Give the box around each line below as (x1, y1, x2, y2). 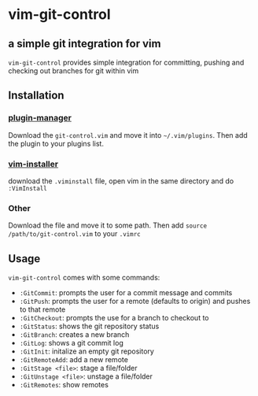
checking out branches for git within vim (8, 66, 139, 76)
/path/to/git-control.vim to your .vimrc (8, 229, 141, 239)
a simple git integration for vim (8, 37, 161, 50)
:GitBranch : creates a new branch (19, 330, 130, 339)
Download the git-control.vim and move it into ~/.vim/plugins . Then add (8, 130, 248, 139)
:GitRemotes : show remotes (19, 380, 109, 390)
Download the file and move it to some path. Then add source (8, 220, 207, 230)
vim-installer (8, 158, 59, 169)
